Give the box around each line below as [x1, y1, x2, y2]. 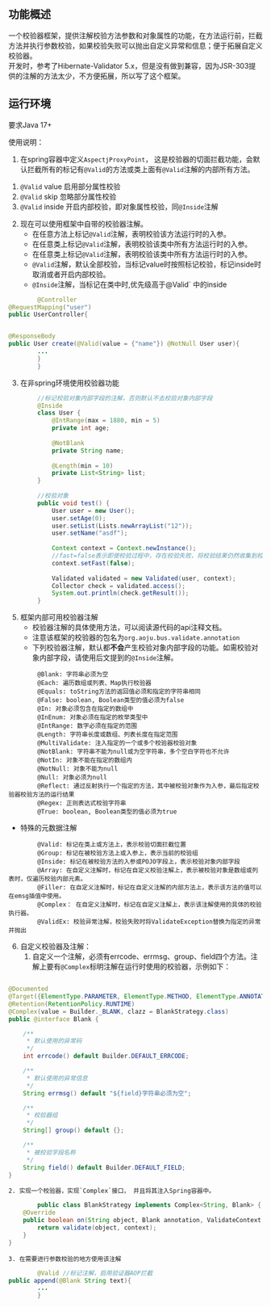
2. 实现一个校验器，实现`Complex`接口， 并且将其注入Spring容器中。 [8, 1187, 215, 1196]
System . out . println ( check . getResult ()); [51, 589, 190, 598]
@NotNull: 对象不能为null [37, 765, 119, 773]
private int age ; [51, 424, 110, 432]
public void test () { [37, 499, 110, 507]
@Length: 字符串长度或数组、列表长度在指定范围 [37, 730, 178, 739]
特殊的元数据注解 [19, 823, 77, 833]
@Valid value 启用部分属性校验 [19, 181, 121, 191]
